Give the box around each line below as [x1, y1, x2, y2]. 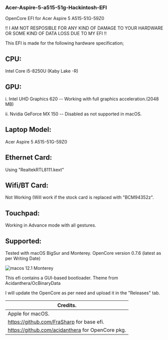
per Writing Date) [5, 255, 41, 261]
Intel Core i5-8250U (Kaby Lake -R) [5, 68, 79, 74]
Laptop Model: [5, 125, 52, 134]
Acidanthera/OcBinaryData [5, 280, 61, 286]
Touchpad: [5, 209, 40, 217]
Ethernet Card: [5, 153, 53, 162]
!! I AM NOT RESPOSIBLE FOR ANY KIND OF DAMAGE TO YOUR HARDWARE [5, 25, 163, 31]
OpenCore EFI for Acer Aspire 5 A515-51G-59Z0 [5, 16, 104, 22]
